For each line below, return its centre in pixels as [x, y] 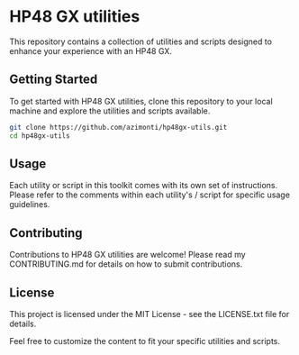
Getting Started [54, 80]
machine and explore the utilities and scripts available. [110, 111]
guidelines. [30, 205]
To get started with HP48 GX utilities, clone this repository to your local [141, 101]
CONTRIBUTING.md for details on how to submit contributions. [126, 264]
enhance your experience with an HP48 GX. [91, 50]
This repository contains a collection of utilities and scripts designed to [141, 41]
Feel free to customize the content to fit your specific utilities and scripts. [145, 341]
